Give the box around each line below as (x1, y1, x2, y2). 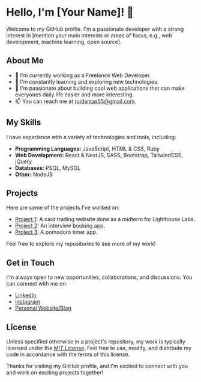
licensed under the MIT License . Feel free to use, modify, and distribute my (6, 345, 192, 351)
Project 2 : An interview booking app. (14, 222, 106, 230)
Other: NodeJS (14, 171, 53, 178)
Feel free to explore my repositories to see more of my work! (6, 240, 156, 248)
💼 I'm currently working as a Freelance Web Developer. (14, 72, 151, 79)
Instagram (14, 298, 40, 305)
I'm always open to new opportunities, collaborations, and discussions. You (6, 274, 193, 281)
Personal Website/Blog (14, 304, 72, 312)
